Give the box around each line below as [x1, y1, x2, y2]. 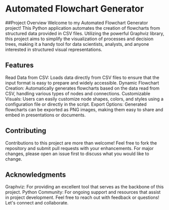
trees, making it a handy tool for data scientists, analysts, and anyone [5, 41, 149, 47]
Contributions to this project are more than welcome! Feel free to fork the [5, 139, 157, 146]
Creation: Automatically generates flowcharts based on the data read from [5, 85, 160, 91]
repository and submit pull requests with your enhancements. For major [5, 145, 154, 151]
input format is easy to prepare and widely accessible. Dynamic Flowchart [5, 80, 159, 86]
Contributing [5, 126, 46, 135]
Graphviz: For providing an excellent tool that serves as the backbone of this [5, 184, 164, 190]
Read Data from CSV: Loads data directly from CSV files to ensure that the [5, 74, 160, 81]
